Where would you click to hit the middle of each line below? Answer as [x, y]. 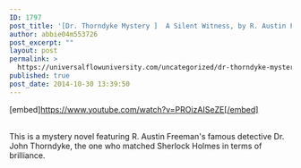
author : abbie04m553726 [54, 34]
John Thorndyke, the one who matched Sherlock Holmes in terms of [136, 146]
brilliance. [27, 155]
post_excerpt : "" [42, 42]
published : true [39, 76]
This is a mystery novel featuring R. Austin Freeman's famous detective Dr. [147, 136]
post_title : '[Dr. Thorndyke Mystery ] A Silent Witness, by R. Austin [148, 26]
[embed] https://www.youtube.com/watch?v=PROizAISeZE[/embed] [134, 109]
